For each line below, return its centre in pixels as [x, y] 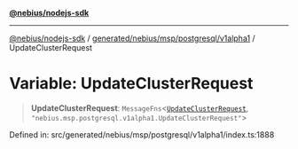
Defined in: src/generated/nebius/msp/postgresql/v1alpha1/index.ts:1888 [142, 134]
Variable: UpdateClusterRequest [131, 84]
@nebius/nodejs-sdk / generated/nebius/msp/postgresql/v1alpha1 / [132, 38]
